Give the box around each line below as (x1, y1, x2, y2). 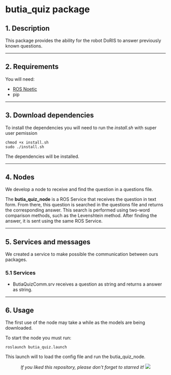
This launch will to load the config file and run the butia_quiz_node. (5, 354, 146, 360)
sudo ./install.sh (5, 144, 44, 149)
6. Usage (5, 306, 34, 315)
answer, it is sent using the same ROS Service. (5, 218, 103, 224)
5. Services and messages (5, 238, 91, 246)
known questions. (5, 43, 43, 49)
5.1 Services (5, 269, 36, 276)
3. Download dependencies (5, 111, 94, 120)
